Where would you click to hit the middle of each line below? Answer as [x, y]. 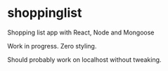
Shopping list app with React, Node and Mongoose [81, 32]
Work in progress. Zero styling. [52, 46]
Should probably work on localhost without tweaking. [84, 59]
